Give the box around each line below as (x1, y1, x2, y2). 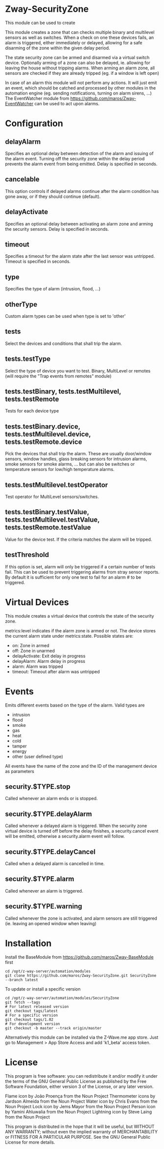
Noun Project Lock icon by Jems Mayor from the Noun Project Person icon (5, 1103, 156, 1109)
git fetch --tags (5, 1000, 41, 1005)
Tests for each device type (5, 408, 59, 414)
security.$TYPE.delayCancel (5, 847, 95, 856)
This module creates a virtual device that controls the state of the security (5, 613, 154, 619)
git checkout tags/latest (5, 1008, 58, 1013)
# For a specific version (5, 1013, 58, 1018)
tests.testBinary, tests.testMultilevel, (5, 387, 121, 396)
